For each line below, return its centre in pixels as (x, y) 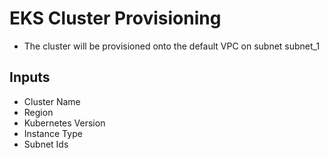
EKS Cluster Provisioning (115, 18)
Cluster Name (52, 101)
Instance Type (53, 133)
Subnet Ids (46, 144)
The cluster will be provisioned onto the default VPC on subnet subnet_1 (172, 46)
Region (38, 112)
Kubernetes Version (64, 123)
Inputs (30, 77)
